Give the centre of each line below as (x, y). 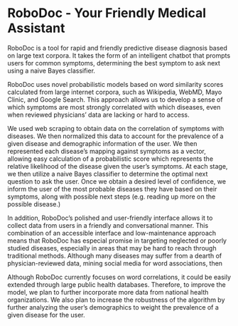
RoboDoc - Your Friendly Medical (107, 13)
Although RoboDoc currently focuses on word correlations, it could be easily (119, 277)
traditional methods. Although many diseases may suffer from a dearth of (115, 256)
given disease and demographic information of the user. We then (102, 143)
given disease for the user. (46, 315)
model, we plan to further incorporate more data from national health (108, 292)
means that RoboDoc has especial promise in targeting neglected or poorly (117, 241)
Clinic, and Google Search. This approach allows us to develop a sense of (115, 99)
